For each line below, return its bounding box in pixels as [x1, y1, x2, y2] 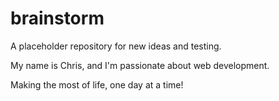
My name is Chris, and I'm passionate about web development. [10, 59, 270, 71]
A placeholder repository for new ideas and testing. [10, 40, 222, 52]
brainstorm [10, 7, 105, 30]
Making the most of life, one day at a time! [10, 78, 184, 91]
